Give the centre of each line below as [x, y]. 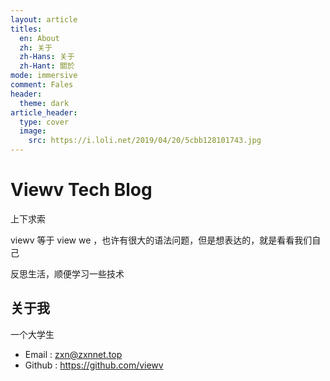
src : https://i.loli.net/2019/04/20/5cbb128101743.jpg [145, 141]
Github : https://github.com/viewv [94, 365]
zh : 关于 [36, 47]
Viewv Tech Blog [81, 190]
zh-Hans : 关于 [47, 57]
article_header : [44, 112]
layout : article [44, 19]
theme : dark [44, 103]
